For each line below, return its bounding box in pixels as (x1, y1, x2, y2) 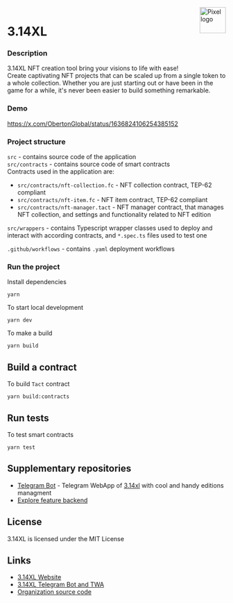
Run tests (7, 412, 49, 424)
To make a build (7, 329, 53, 338)
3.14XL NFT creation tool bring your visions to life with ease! (7, 64, 179, 72)
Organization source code (17, 588, 92, 596)
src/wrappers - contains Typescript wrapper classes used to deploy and (7, 224, 213, 232)
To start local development (7, 304, 84, 312)
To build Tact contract (7, 380, 70, 388)
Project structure (7, 137, 66, 147)
